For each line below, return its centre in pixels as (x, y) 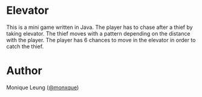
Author (24, 71)
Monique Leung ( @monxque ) (43, 87)
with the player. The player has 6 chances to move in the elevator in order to (101, 40)
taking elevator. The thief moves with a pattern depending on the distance (98, 33)
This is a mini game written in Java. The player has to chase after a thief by (99, 27)
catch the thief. (25, 46)
